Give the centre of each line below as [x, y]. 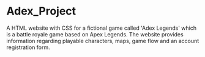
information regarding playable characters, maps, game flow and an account [103, 41]
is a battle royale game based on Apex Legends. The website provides [95, 34]
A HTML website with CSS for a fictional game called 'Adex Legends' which [102, 28]
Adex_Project [41, 11]
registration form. [28, 47]
